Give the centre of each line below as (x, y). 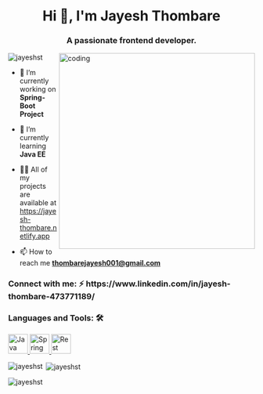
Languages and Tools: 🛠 (56, 318)
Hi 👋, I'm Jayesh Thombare (131, 16)
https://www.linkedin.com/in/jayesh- (158, 284)
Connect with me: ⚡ (46, 284)
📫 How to (36, 252)
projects (33, 186)
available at (38, 203)
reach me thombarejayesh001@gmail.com (90, 263)
